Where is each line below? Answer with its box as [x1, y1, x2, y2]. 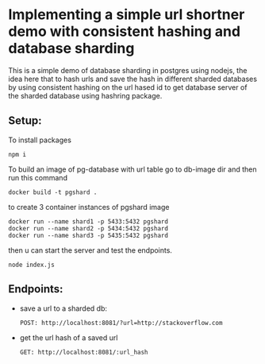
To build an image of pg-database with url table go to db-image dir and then [8, 165, 257, 174]
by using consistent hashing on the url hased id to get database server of [8, 82, 248, 92]
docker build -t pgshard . [8, 188, 98, 196]
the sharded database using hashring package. [8, 91, 163, 100]
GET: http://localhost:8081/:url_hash [19, 348, 148, 356]
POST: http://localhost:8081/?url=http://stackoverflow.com [19, 319, 223, 327]
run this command [8, 172, 67, 182]
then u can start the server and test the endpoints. [8, 245, 173, 255]
